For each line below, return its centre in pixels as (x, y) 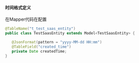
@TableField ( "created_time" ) (41, 47)
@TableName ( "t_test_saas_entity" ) (41, 29)
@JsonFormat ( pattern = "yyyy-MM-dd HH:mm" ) (57, 42)
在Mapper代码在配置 (26, 19)
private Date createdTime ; (39, 51)
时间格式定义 (18, 7)
